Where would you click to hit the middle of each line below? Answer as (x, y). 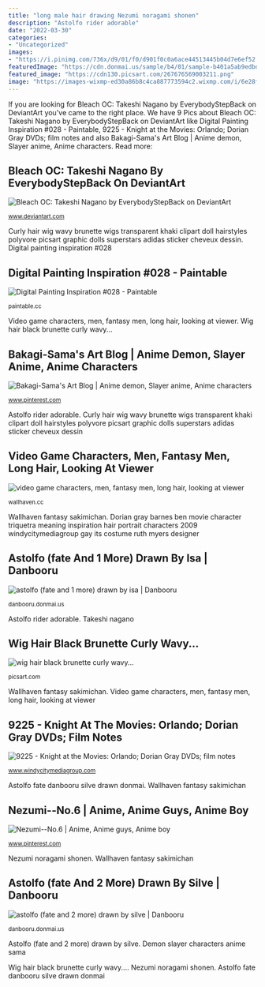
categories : (28, 38)
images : (21, 52)
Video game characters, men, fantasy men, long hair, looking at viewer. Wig (131, 321)
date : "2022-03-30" (40, 30)
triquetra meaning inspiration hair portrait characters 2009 (103, 525)
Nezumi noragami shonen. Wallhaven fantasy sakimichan (101, 858)
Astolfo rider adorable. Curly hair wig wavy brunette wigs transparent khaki (130, 415)
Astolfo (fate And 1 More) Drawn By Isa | (108, 559)
